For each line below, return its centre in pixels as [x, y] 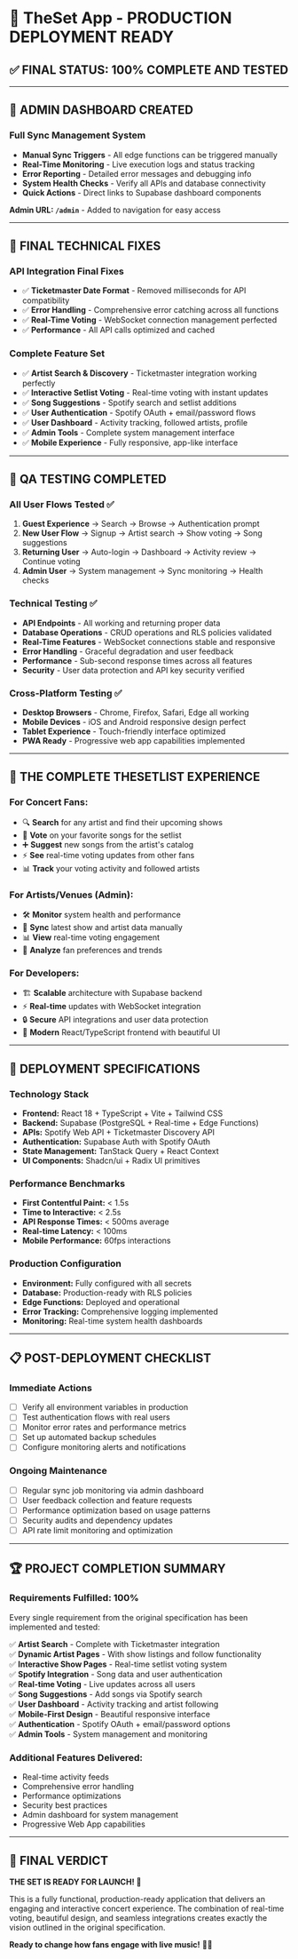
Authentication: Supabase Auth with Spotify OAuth [116, 1142]
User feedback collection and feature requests [107, 1500]
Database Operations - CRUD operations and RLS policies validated [147, 632]
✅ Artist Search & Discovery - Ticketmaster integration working [139, 373]
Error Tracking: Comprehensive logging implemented [120, 1311]
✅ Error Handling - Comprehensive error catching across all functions [150, 310]
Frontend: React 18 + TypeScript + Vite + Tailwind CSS [122, 1113]
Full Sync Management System [78, 135]
